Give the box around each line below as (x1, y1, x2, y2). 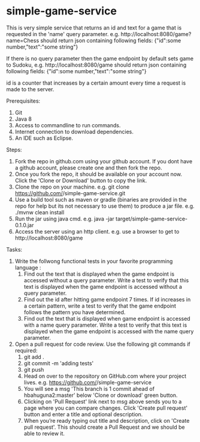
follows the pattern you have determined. (23, 308, 126, 316)
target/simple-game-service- (116, 215, 188, 222)
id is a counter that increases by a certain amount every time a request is (6, 79, 186, 86)
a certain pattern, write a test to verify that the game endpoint (23, 302, 177, 309)
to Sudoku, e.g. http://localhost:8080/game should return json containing (6, 61, 187, 68)
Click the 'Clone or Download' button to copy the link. (14, 177, 147, 184)
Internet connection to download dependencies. (14, 128, 134, 135)
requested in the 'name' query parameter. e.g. (6, 30, 120, 37)
